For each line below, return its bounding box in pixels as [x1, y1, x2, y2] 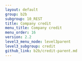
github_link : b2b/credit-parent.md [5, 48, 78, 53]
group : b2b [5, 12, 27, 17]
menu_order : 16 [5, 30, 36, 35]
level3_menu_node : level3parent [5, 39, 71, 44]
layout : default [5, 7, 38, 12]
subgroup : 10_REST [5, 16, 42, 21]
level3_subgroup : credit [5, 44, 56, 49]
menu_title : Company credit [5, 26, 62, 30]
